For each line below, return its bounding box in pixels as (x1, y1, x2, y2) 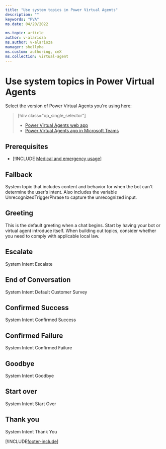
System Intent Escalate (5, 261, 53, 267)
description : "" (5, 12, 39, 17)
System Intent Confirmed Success (5, 317, 76, 323)
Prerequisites (5, 142, 48, 151)
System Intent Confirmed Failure (5, 345, 72, 351)
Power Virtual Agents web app (25, 122, 89, 128)
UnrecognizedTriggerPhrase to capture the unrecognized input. (5, 194, 137, 200)
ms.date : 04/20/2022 (5, 21, 49, 27)
